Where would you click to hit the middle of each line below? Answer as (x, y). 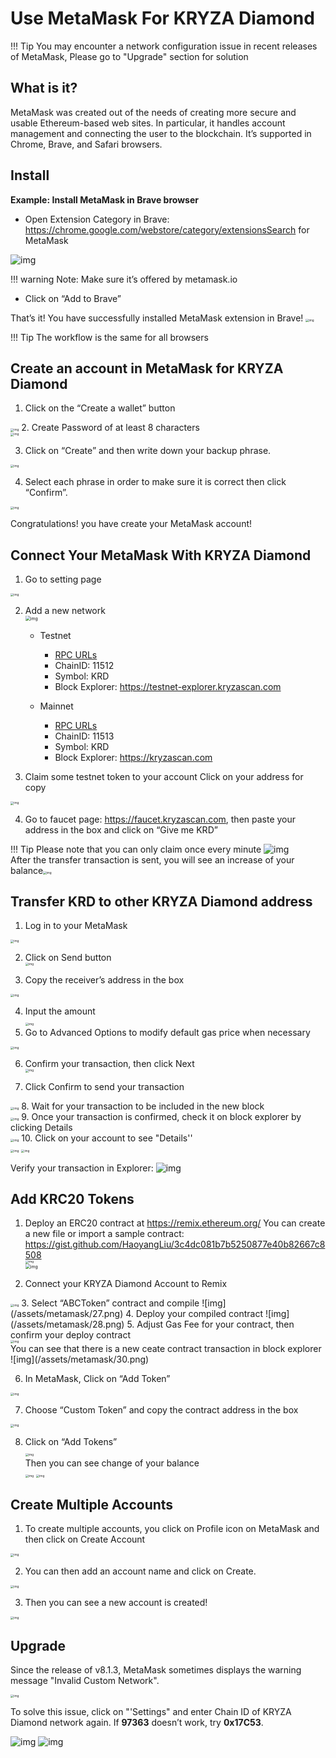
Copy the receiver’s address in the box (104, 979)
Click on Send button (68, 957)
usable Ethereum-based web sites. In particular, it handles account (148, 123)
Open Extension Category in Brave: (97, 219)
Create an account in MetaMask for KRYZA (147, 368)
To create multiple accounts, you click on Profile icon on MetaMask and (172, 1529)
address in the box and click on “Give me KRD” (121, 829)
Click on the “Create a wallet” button (100, 408)
